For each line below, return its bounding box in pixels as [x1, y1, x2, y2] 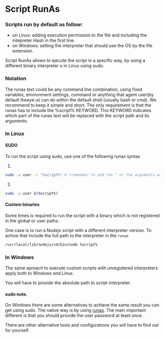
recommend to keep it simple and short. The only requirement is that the [5, 102, 151, 108]
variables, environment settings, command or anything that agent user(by [5, 91, 154, 97]
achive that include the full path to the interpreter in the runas [5, 232, 129, 238]
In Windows [5, 254, 34, 261]
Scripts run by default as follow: [5, 21, 83, 28]
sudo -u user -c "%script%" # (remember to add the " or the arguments [5, 172, 155, 177]
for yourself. [5, 327, 30, 334]
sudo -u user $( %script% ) [5, 191, 58, 196]
